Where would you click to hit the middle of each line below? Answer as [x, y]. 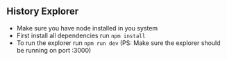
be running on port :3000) [54, 50]
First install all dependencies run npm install [81, 35]
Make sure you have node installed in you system [87, 28]
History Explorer [43, 11]
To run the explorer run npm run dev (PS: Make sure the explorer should [118, 43]
